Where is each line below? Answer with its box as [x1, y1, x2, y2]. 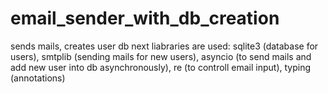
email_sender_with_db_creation [10, 7, 280, 30]
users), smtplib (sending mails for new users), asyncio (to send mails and [10, 50, 312, 62]
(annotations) [10, 72, 66, 84]
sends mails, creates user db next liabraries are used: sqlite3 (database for [10, 40, 319, 52]
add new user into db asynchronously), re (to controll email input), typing [10, 61, 312, 73]
